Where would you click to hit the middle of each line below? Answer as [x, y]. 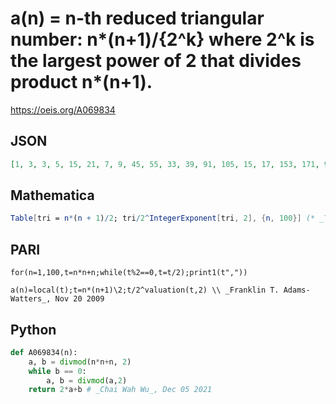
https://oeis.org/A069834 [63, 109]
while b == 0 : [57, 371]
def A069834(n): [44, 352]
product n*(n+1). [81, 82]
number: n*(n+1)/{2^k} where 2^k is [162, 39]
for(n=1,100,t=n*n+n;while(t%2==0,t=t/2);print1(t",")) [129, 273]
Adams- [297, 290]
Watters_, [31, 299]
